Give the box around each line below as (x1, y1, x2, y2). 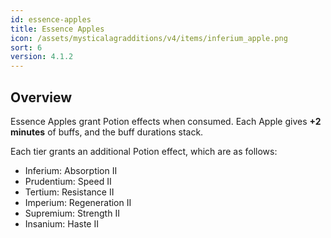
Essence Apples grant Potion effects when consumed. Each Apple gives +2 (10, 115, 322, 127)
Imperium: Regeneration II (24, 196, 132, 208)
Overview (10, 89, 73, 106)
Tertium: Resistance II (24, 186, 115, 198)
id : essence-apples (10, 14, 92, 25)
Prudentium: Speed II (24, 175, 112, 187)
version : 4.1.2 (10, 52, 74, 62)
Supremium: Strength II (24, 207, 120, 219)
